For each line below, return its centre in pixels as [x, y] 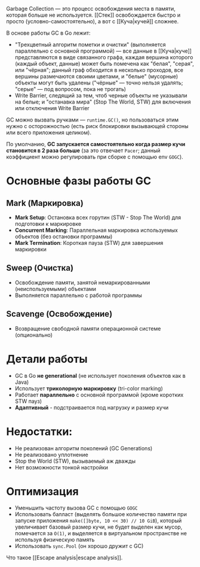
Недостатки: [39, 431]
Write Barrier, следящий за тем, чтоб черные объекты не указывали [101, 95]
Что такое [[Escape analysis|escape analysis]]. [64, 558]
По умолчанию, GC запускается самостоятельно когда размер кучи [96, 144]
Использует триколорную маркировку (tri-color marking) [89, 388]
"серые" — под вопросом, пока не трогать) [70, 89]
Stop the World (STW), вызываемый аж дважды [75, 461]
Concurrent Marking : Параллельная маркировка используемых [96, 230]
